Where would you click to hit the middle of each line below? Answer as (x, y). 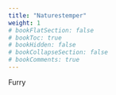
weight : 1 (25, 23)
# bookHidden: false (43, 45)
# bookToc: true (35, 38)
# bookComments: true (44, 60)
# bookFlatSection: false (51, 30)
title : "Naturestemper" (48, 15)
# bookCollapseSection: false (58, 52)
